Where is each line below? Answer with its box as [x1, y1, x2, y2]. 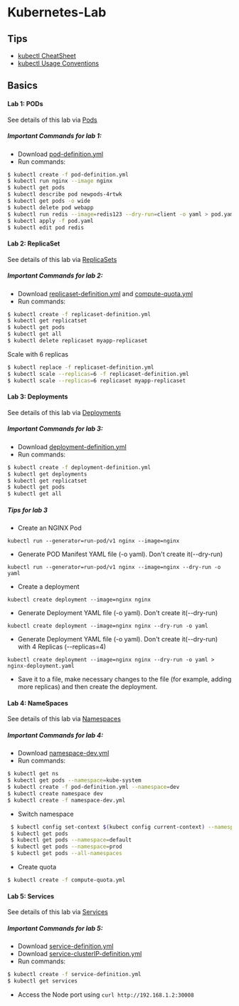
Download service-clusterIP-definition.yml [17, 950, 142, 958]
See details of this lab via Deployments [7, 408, 122, 416]
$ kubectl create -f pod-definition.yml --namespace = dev [7, 784, 180, 791]
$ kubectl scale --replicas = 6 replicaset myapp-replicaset [7, 377, 186, 384]
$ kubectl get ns [7, 770, 59, 777]
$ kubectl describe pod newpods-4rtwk [7, 191, 122, 198]
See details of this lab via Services [7, 908, 108, 916]
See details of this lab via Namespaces [7, 715, 121, 723]
